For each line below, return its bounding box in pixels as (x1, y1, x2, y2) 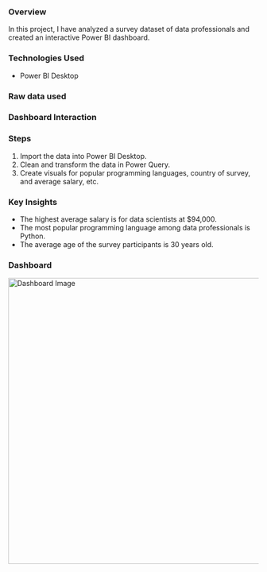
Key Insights (8, 196, 58, 207)
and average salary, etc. (19, 176, 99, 186)
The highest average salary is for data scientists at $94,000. (19, 214, 217, 224)
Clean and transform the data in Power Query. (19, 160, 171, 169)
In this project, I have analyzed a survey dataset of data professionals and (8, 25, 250, 34)
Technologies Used (8, 52, 85, 64)
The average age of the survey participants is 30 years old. (19, 240, 214, 249)
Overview (8, 6, 47, 17)
